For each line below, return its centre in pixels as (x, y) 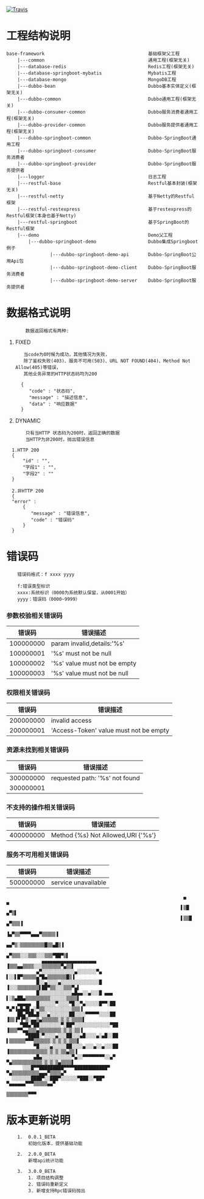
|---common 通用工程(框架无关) (104, 60)
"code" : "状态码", (52, 391)
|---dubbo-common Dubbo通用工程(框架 (104, 99)
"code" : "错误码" (53, 520)
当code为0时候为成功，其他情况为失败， (67, 354)
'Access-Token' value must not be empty (110, 731)
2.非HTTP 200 (28, 491)
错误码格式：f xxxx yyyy (46, 574)
